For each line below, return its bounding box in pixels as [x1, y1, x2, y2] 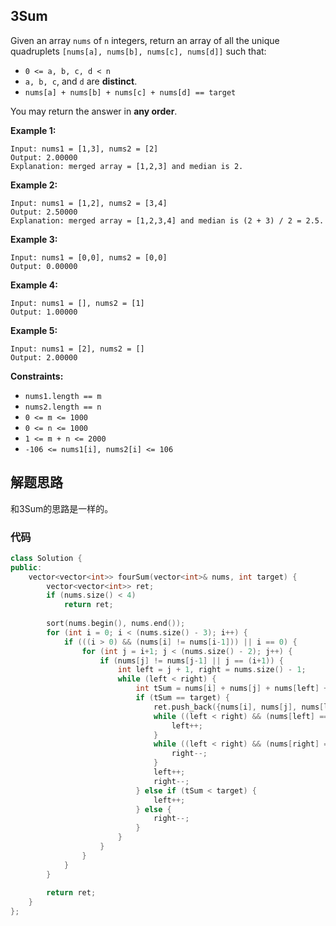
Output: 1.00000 [10, 307, 78, 317]
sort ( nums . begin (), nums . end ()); [46, 619, 186, 629]
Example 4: [10, 279, 58, 291]
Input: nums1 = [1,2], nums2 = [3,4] [10, 198, 168, 208]
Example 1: [10, 124, 57, 136]
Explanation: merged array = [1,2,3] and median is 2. [10, 161, 244, 171]
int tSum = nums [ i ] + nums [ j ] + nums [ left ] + [135, 684, 329, 694]
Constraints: [10, 370, 64, 382]
